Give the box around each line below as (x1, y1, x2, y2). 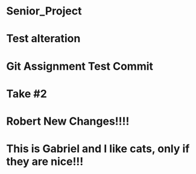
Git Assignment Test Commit (6, 59, 154, 73)
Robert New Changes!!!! (6, 114, 130, 128)
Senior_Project (6, 4, 82, 18)
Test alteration (6, 32, 81, 46)
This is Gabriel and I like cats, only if (6, 142, 190, 156)
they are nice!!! (6, 155, 84, 169)
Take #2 (6, 87, 47, 101)
